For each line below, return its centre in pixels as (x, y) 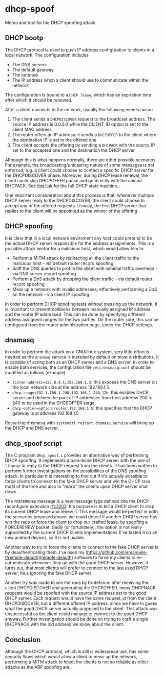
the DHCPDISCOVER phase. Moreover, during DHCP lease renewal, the (76, 175)
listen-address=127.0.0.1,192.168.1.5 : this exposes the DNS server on (84, 382)
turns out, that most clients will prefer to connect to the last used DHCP (77, 568)
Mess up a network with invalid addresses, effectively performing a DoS (84, 289)
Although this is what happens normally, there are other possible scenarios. (81, 160)
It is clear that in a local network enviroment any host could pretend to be (79, 238)
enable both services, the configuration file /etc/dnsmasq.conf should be (78, 367)
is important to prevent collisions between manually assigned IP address (78, 309)
